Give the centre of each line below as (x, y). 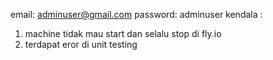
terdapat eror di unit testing (81, 44)
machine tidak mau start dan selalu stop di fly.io (123, 33)
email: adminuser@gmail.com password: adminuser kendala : (136, 14)
